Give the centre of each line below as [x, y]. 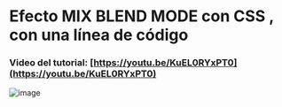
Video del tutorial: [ [51, 63]
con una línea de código [99, 35]
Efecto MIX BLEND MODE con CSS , [142, 16]
